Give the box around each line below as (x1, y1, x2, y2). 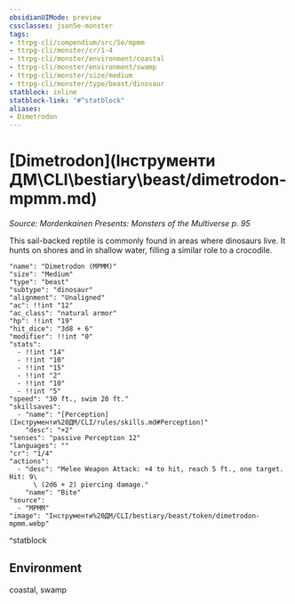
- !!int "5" (17, 387, 62, 396)
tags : (9, 29, 29, 38)
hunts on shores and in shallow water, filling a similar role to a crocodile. (9, 245, 273, 256)
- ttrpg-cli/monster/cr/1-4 (9, 46, 114, 55)
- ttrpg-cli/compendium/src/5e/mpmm (9, 37, 145, 47)
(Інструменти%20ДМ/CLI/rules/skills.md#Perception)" (9, 418, 209, 428)
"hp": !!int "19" (9, 317, 74, 326)
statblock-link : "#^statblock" (9, 95, 125, 105)
